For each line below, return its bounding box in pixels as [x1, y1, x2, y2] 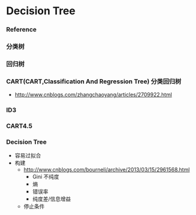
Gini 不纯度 [32, 173, 59, 181]
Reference [6, 26, 37, 34]
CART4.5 [6, 122, 33, 130]
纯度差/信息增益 [32, 195, 71, 203]
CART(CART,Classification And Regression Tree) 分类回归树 [6, 77, 182, 86]
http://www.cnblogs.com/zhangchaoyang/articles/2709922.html [14, 91, 172, 99]
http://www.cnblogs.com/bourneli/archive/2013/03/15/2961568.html [23, 166, 190, 173]
